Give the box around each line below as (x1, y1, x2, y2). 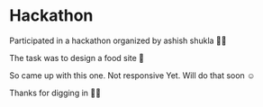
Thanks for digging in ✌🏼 (9, 87, 102, 98)
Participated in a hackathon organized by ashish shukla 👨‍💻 (9, 35, 227, 46)
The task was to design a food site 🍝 (9, 52, 145, 63)
